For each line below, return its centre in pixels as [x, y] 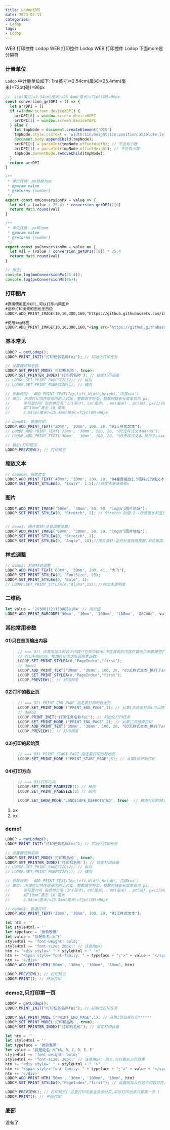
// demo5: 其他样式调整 [28, 566]
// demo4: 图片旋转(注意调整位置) [38, 527]
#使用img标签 [17, 323]
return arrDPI [25, 163]
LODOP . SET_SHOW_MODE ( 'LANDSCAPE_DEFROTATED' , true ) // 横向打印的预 [90, 800]
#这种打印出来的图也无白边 [29, 309]
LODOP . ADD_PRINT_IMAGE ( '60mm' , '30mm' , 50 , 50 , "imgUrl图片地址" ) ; [76, 531]
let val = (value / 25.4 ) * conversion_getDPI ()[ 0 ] [66, 205]
